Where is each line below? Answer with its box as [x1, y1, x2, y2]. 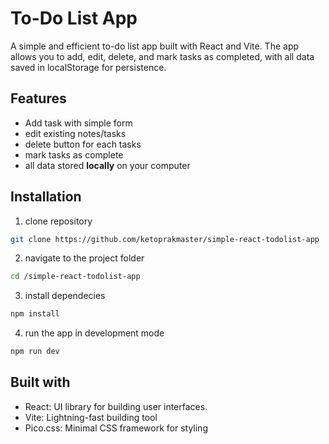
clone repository [24, 215, 93, 227]
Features [10, 90, 67, 107]
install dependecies [24, 290, 106, 302]
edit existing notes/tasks [24, 127, 127, 139]
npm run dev [10, 347, 60, 357]
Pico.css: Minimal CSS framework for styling [24, 422, 208, 434]
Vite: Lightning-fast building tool [24, 411, 158, 423]
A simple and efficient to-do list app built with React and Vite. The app [10, 40, 300, 52]
